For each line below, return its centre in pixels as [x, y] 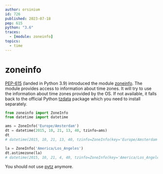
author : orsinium [23, 9]
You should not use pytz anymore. [39, 167]
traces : [13, 32]
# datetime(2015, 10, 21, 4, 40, [39, 157]
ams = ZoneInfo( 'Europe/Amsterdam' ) [42, 126]
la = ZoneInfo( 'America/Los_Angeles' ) [44, 148]
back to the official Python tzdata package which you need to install [73, 99]
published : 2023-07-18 [28, 18]
